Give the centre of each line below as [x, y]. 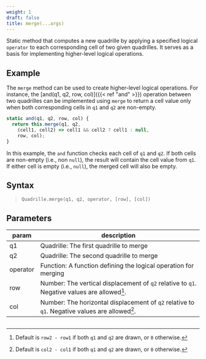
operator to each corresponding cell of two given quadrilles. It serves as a [100, 47]
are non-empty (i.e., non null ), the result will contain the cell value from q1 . [101, 159]
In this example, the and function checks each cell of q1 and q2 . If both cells [101, 153]
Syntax [20, 185]
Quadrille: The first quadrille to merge [94, 246]
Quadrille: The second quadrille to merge [99, 256]
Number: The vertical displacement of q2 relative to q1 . [119, 284]
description [118, 235]
